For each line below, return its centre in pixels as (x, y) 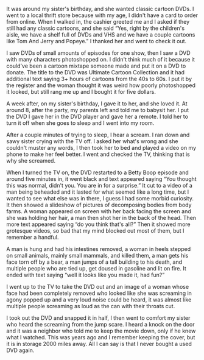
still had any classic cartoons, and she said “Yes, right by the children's (95, 28)
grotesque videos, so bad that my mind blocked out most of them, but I (95, 231)
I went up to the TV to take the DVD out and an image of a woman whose (98, 287)
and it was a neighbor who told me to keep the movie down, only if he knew (101, 331)
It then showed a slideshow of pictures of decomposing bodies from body (99, 205)
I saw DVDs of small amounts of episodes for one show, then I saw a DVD (98, 53)
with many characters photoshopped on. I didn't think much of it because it (100, 59)
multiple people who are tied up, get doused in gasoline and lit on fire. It (97, 268)
